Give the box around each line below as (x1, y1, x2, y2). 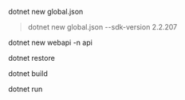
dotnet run (8, 84, 43, 94)
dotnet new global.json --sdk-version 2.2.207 (27, 22, 178, 31)
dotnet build (8, 69, 48, 78)
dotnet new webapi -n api (8, 38, 93, 47)
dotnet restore (8, 54, 56, 62)
